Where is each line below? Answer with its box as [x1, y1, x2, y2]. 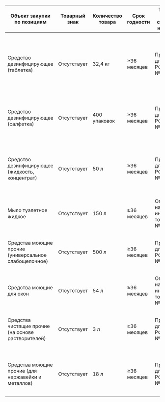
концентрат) [7, 175, 37, 181]
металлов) [7, 380, 33, 386]
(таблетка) [7, 67, 33, 73]
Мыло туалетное [7, 207, 48, 214]
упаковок [92, 118, 115, 124]
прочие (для [7, 368, 37, 374]
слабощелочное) [7, 258, 48, 264]
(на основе [7, 329, 34, 335]
